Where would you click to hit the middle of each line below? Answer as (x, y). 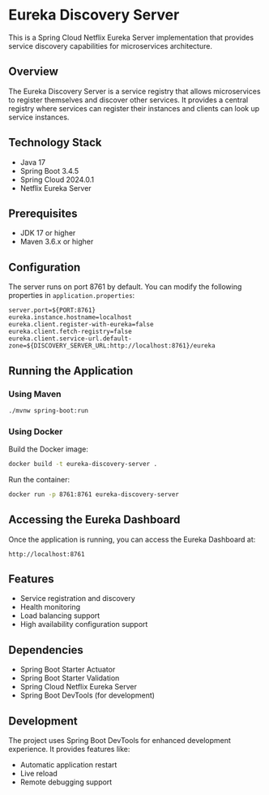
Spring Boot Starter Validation (70, 678)
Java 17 (33, 162)
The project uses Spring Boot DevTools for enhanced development (120, 741)
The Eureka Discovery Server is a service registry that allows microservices (134, 91)
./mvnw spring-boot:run (49, 410)
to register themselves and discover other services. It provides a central (128, 100)
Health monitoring (50, 607)
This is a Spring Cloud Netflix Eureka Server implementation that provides (131, 37)
